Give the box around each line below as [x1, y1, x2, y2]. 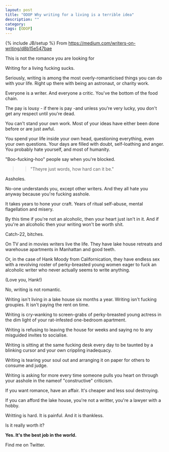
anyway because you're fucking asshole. [5, 191, 91, 197]
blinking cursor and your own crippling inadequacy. [5, 347, 112, 353]
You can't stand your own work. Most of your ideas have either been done [5, 120, 160, 127]
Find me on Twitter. [5, 442, 45, 448]
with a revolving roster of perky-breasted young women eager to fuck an [5, 262, 157, 268]
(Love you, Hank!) [5, 277, 42, 283]
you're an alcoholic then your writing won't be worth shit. [5, 221, 124, 228]
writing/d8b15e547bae [5, 46, 52, 52]
